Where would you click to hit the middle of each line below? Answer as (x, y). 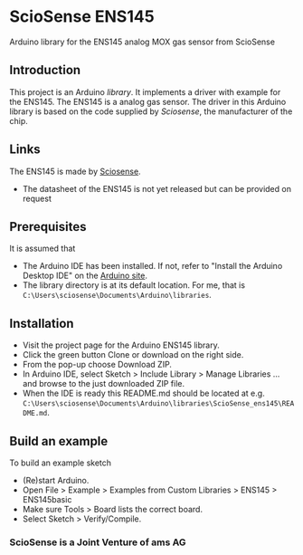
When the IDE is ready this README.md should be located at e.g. (143, 393)
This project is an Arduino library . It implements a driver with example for (145, 91)
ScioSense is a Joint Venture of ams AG (98, 542)
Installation (42, 323)
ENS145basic (47, 499)
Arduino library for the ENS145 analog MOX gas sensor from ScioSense (142, 42)
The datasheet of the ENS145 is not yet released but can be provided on (157, 188)
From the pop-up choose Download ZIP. (97, 365)
